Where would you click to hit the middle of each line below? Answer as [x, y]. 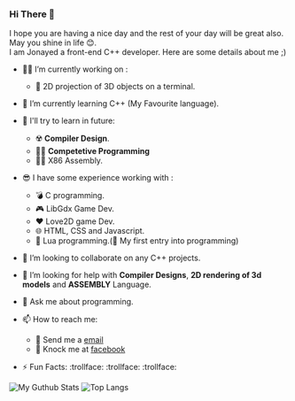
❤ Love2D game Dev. [75, 221]
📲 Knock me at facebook [80, 350]
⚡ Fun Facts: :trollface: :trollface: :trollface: [99, 367]
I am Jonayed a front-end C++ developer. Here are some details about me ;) [148, 52]
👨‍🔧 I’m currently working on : [75, 69]
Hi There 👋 [32, 14]
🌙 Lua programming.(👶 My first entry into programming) [137, 241]
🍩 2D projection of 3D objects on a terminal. [115, 87]
